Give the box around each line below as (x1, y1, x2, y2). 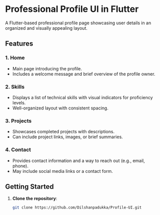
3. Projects (5, 117, 32, 124)
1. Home (5, 54, 25, 61)
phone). (12, 162, 29, 169)
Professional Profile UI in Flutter (5, 3, 139, 15)
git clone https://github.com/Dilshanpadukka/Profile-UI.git (12, 205, 142, 210)
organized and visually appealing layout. (5, 25, 88, 31)
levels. (12, 100, 26, 106)
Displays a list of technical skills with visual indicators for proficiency (12, 94, 153, 100)
